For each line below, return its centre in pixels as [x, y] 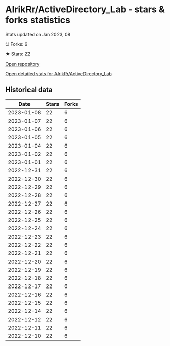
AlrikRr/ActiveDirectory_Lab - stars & [85, 9]
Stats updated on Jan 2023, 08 [38, 34]
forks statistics [38, 20]
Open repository [22, 64]
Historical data [29, 90]
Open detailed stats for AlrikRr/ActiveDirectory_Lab [59, 74]
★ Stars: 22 [18, 54]
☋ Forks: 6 [17, 44]
